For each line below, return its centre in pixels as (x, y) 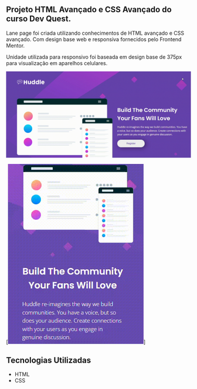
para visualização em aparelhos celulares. (57, 63)
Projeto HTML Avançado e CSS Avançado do (89, 10)
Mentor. (16, 45)
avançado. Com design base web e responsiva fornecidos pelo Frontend (94, 39)
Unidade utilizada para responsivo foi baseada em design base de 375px (94, 57)
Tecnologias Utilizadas (49, 360)
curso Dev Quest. (39, 19)
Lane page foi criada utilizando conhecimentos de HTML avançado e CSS (95, 33)
